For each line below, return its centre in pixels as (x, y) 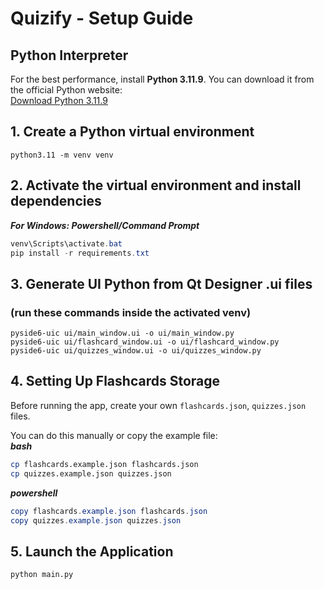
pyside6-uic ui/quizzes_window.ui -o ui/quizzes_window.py (136, 351)
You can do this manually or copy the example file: (114, 435)
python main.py (42, 575)
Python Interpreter (69, 55)
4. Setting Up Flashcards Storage (115, 381)
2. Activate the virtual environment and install (156, 185)
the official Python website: (66, 90)
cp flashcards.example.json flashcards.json (104, 464)
